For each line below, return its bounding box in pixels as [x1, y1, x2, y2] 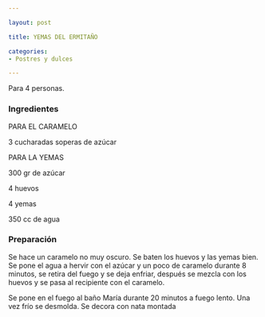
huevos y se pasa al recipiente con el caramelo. [8, 277, 165, 287]
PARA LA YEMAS [8, 152, 64, 162]
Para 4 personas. [8, 84, 65, 93]
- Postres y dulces [8, 55, 73, 63]
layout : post [8, 18, 52, 26]
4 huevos [8, 183, 39, 193]
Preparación [8, 234, 57, 245]
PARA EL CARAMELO [8, 121, 78, 131]
